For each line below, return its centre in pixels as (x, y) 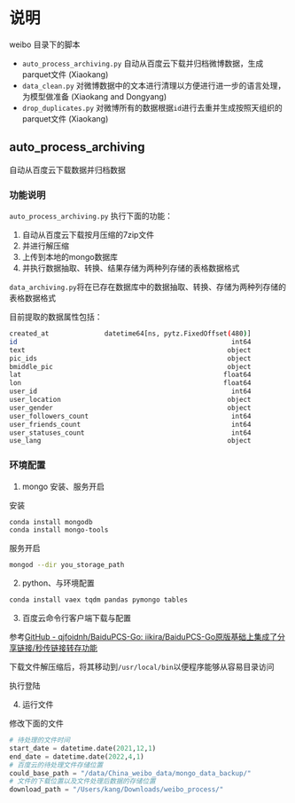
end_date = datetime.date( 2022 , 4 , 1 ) (77, 756)
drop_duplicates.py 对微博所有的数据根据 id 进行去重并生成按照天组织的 (152, 107)
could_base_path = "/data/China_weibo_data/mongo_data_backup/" (130, 773)
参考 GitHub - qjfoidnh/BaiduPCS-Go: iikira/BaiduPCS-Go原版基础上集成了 (144, 637)
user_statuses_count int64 (130, 433)
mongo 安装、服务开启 (63, 486)
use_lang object (130, 441)
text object (130, 350)
